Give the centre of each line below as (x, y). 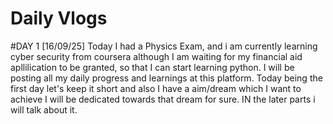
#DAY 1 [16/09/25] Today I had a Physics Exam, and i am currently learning (164, 46)
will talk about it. (44, 109)
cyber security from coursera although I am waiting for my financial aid (156, 56)
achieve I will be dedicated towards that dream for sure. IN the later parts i (163, 99)
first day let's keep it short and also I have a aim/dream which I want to (156, 88)
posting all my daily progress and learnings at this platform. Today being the (166, 78)
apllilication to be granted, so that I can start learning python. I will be (152, 67)
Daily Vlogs (59, 18)
